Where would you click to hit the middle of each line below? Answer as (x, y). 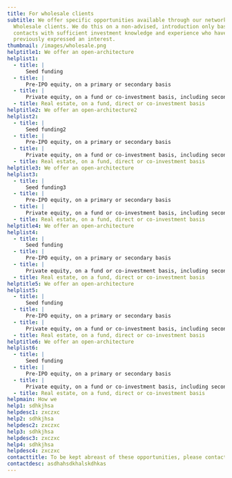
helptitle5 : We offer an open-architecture (71, 284)
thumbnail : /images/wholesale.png (57, 46)
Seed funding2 (46, 129)
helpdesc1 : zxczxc (33, 412)
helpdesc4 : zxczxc (33, 451)
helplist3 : (23, 174)
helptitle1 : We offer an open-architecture (71, 53)
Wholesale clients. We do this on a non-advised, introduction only (114, 26)
